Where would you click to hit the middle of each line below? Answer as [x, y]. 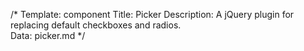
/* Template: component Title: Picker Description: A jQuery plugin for [152, 14]
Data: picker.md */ [48, 35]
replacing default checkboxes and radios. [96, 25]
